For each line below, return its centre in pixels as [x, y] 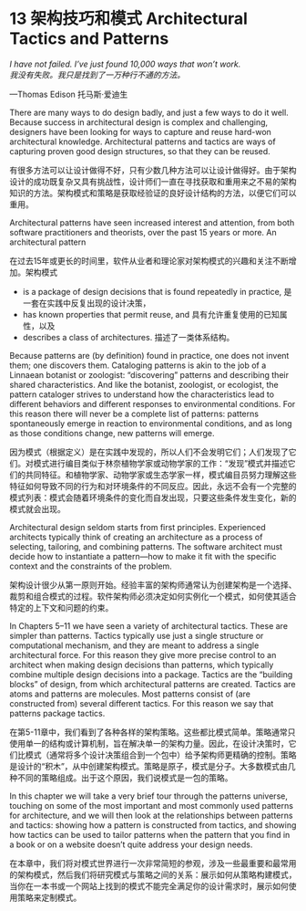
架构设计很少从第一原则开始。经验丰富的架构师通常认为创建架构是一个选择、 [153, 584]
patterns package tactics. [57, 713]
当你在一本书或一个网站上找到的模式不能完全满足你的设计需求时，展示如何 [149, 885]
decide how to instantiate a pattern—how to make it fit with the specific [143, 556]
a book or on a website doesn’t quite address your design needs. [131, 844]
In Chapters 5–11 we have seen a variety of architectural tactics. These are [149, 625]
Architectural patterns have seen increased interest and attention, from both [152, 222]
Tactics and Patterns [89, 39]
